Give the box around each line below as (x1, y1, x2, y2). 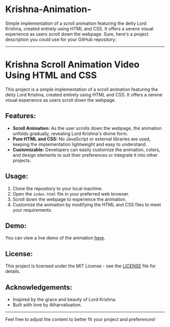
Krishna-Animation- (5, 4, 92, 15)
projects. (12, 157, 31, 163)
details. (5, 268, 21, 274)
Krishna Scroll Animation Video (5, 59, 140, 70)
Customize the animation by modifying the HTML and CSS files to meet (12, 201, 161, 208)
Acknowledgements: (5, 283, 72, 292)
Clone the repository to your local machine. (12, 185, 103, 192)
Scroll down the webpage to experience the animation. (12, 196, 127, 202)
